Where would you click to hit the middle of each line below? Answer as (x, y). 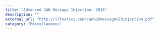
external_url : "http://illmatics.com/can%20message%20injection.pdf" (80, 19)
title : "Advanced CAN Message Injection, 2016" (56, 10)
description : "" (22, 14)
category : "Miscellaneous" (34, 24)
